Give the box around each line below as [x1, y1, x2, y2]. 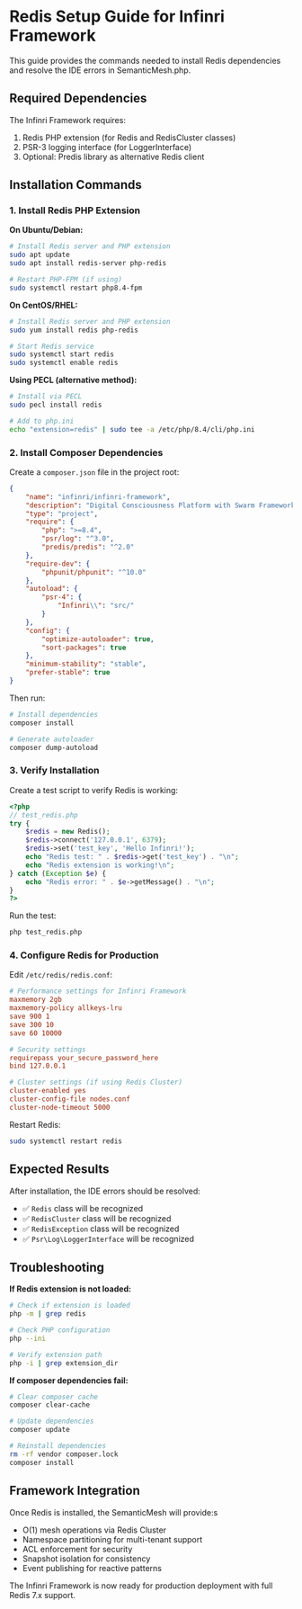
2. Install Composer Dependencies [9, 446, 164, 459]
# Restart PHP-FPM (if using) [9, 275, 123, 284]
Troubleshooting [9, 1259, 105, 1274]
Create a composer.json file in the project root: [9, 466, 180, 478]
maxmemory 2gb [9, 996, 63, 1005]
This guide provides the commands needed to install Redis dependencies [9, 55, 281, 66]
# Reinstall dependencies [9, 1442, 106, 1451]
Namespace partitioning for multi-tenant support [22, 1533, 203, 1544]
